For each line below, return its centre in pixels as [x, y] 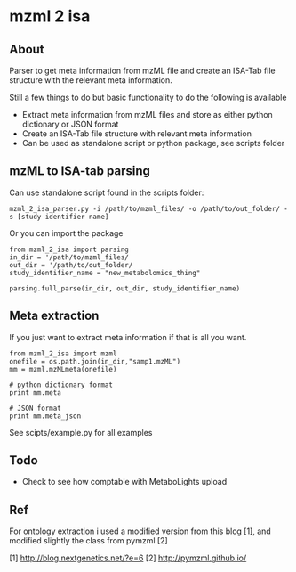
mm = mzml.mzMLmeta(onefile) [63, 369]
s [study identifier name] [59, 217]
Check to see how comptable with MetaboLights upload [124, 482]
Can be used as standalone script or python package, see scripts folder [153, 143]
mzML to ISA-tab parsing [80, 171]
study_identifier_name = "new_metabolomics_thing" [105, 273]
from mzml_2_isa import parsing [69, 249]
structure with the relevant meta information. [91, 80]
